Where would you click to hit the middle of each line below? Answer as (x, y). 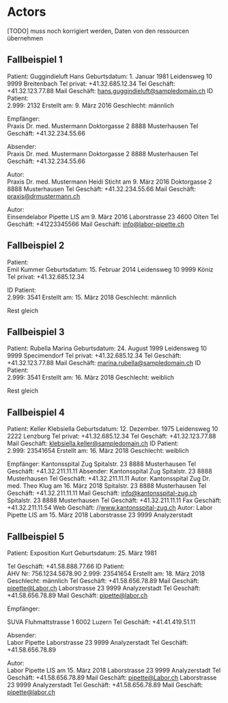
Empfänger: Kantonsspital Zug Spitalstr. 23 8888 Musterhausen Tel (102, 464)
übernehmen (25, 38)
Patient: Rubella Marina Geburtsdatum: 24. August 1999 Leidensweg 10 (107, 348)
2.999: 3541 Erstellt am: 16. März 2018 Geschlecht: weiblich (91, 378)
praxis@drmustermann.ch (44, 196)
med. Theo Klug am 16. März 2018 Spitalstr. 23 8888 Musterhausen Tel (107, 486)
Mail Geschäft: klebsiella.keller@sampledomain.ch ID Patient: (93, 443)
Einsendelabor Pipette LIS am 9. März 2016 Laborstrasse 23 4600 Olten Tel (113, 217)
